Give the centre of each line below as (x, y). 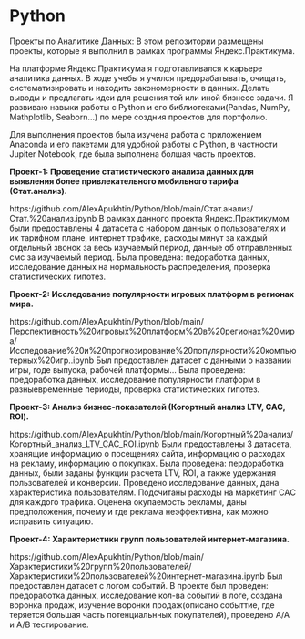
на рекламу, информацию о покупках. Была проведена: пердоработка (147, 463)
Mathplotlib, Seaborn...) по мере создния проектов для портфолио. (138, 117)
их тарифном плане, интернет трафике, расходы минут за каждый (138, 237)
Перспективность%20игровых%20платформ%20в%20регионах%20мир (152, 331)
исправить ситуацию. (51, 521)
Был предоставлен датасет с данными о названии (193, 360)
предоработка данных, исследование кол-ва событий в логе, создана (146, 595)
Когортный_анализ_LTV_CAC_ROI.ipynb (85, 444)
